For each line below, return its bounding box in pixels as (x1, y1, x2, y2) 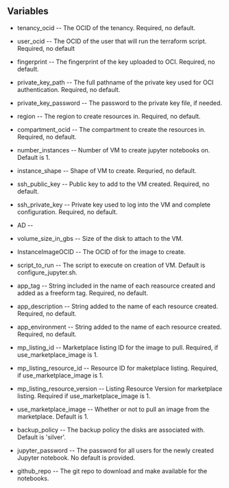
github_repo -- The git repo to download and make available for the (16, 467, 208, 475)
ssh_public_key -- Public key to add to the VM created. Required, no (16, 180, 210, 188)
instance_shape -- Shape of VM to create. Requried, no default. (16, 166, 197, 174)
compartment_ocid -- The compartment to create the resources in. (16, 125, 206, 133)
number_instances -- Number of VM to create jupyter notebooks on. (16, 146, 210, 154)
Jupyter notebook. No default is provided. (16, 453, 136, 462)
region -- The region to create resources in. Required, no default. (16, 112, 201, 120)
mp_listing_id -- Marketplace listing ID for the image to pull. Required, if (16, 343, 219, 351)
